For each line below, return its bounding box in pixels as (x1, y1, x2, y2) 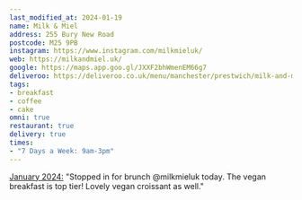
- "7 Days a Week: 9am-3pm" (9, 146, 115, 155)
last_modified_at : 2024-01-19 (9, 13, 123, 22)
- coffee (9, 96, 42, 106)
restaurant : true (9, 122, 75, 131)
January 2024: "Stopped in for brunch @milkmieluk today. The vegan (9, 171, 267, 182)
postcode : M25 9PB (9, 38, 78, 48)
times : (9, 138, 34, 147)
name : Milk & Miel (9, 22, 78, 30)
